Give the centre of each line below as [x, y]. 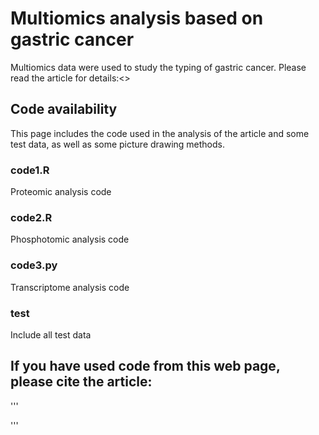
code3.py [34, 265]
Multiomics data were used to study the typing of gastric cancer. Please [158, 67]
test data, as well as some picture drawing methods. [118, 144]
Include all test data [51, 334]
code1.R [30, 170]
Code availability [64, 109]
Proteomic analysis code [61, 192]
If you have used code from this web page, [145, 366]
